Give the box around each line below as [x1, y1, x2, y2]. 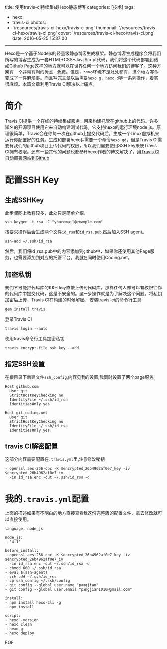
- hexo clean [5, 622, 32, 627]
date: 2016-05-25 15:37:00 [12, 35, 67, 41]
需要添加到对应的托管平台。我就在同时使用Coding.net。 [18, 254, 133, 260]
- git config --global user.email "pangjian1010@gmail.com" [5, 587, 133, 592]
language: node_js [5, 526, 43, 531]
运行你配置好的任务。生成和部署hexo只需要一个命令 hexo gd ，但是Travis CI [5, 136, 158, 143]
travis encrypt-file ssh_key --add [5, 345, 79, 350]
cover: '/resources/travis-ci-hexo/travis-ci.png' [58, 30, 155, 36]
